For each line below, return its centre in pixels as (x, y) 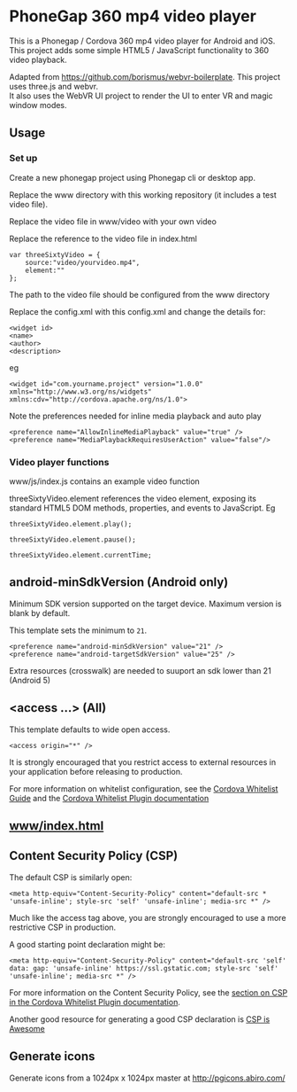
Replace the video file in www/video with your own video (113, 221)
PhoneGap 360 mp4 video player (133, 16)
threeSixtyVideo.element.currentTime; (80, 555)
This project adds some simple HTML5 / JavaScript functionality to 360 (139, 50)
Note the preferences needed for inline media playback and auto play (136, 416)
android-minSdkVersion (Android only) (119, 582)
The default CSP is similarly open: (71, 877)
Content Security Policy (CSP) (94, 856)
